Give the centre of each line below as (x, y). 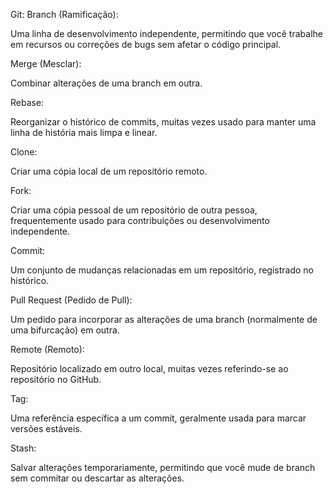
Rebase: (27, 102)
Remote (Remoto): (47, 349)
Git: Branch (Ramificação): (64, 14)
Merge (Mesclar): (46, 63)
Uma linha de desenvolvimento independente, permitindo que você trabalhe (166, 33)
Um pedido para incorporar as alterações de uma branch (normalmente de (164, 319)
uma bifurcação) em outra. (65, 330)
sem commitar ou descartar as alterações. (97, 478)
